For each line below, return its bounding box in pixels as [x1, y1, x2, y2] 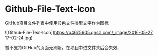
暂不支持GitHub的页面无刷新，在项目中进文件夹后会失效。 [5, 44, 122, 50]
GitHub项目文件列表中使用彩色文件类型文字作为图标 [5, 20, 109, 26]
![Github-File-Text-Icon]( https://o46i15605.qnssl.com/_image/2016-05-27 [5, 29, 153, 35]
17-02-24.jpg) [5, 35, 33, 41]
